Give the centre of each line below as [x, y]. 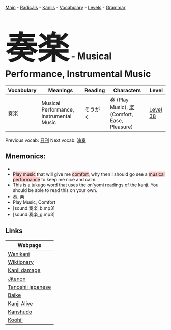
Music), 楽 [122, 107]
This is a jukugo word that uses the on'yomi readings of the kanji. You [85, 185]
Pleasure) [122, 127]
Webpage [30, 245]
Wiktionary [21, 262]
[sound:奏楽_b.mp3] [34, 208]
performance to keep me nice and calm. [54, 179]
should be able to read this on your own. [55, 190]
